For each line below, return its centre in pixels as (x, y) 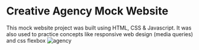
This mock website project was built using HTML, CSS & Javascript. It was (99, 28)
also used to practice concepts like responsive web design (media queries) (100, 34)
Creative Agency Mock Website (87, 11)
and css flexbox (26, 40)
